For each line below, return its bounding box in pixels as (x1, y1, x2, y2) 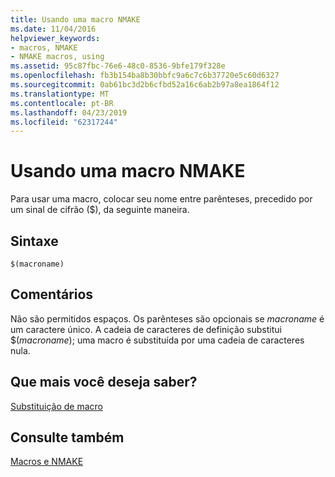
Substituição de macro (10, 400, 103, 412)
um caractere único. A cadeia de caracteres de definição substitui (10, 323, 282, 335)
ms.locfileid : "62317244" (10, 117, 118, 127)
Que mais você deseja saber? (10, 374, 198, 391)
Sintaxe (10, 232, 59, 250)
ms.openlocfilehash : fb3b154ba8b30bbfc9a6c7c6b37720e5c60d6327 (10, 71, 280, 81)
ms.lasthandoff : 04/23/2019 (10, 107, 128, 118)
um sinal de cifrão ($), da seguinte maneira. (10, 204, 190, 216)
